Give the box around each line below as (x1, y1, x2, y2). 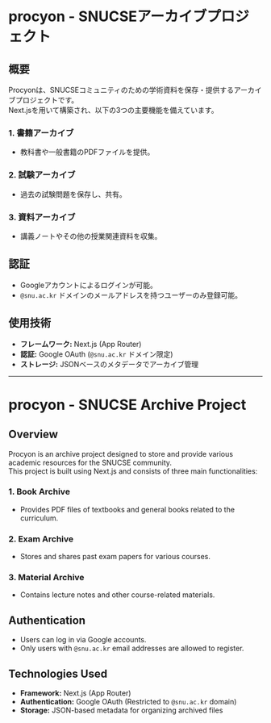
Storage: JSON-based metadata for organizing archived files (19, 705, 223, 715)
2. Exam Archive (8, 533, 74, 545)
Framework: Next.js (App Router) (19, 688, 131, 698)
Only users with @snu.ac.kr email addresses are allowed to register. (19, 643, 244, 654)
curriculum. (19, 513, 59, 523)
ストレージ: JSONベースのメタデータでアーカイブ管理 (19, 359, 199, 369)
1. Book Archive (8, 486, 71, 497)
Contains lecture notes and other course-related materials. (19, 590, 215, 600)
